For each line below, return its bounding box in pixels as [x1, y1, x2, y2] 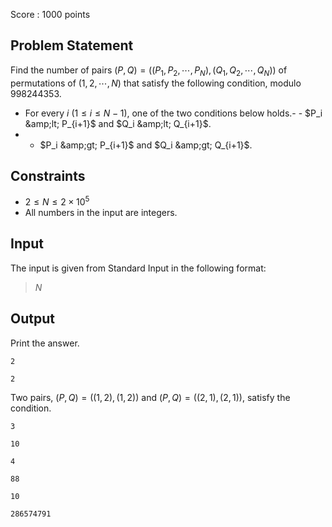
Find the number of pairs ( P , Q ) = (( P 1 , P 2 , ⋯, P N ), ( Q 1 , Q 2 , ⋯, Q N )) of [10, 64, 288, 78]
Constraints [10, 168, 86, 184]
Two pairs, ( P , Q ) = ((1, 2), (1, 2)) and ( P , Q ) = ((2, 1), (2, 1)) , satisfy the [10, 391, 291, 403]
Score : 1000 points [10, 9, 91, 20]
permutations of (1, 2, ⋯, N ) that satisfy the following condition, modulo [10, 77, 302, 89]
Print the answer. [10, 337, 80, 349]
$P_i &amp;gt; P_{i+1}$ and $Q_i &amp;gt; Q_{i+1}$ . [39, 139, 253, 151]
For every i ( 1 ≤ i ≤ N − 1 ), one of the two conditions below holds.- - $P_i [24, 107, 323, 119]
